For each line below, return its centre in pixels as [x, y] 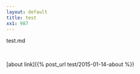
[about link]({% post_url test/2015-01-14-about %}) [70, 64]
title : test [21, 18]
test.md [16, 41]
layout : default [27, 12]
